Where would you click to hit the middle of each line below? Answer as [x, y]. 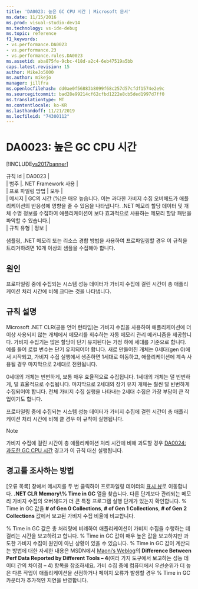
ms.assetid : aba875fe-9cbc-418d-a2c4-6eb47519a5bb [70, 61]
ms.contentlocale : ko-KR [37, 105]
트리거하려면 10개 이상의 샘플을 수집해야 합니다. [61, 248]
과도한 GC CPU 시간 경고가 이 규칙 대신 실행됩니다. [65, 450]
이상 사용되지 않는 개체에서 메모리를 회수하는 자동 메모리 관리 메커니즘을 [89, 334]
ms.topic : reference [32, 34]
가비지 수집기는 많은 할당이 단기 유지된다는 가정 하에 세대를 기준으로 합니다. [100, 342]
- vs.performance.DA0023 [37, 45]
